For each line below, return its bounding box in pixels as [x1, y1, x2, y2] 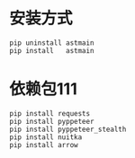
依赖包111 [9, 79, 78, 100]
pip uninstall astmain [9, 38, 94, 48]
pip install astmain [9, 46, 94, 55]
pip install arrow [9, 140, 78, 149]
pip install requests [9, 109, 91, 118]
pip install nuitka [9, 132, 83, 142]
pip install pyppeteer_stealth [9, 125, 127, 134]
